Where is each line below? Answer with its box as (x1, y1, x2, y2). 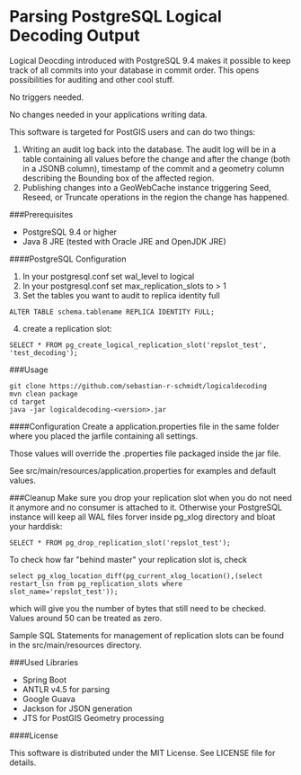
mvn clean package (9, 389, 78, 398)
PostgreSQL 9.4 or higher (22, 227, 118, 237)
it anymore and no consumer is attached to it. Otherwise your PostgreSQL (9, 502, 283, 512)
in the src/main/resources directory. (9, 639, 142, 650)
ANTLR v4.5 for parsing (22, 683, 111, 694)
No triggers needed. (9, 92, 84, 102)
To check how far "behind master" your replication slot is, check (9, 554, 247, 565)
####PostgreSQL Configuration (9, 254, 127, 264)
